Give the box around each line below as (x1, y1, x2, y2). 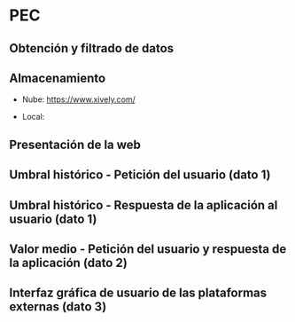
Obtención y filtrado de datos (9, 41, 175, 56)
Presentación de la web (9, 137, 142, 152)
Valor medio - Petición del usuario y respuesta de (9, 241, 287, 256)
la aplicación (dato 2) (9, 255, 128, 271)
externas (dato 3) (9, 299, 107, 315)
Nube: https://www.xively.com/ (21, 94, 136, 105)
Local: (21, 112, 45, 122)
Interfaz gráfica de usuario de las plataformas (9, 286, 268, 301)
